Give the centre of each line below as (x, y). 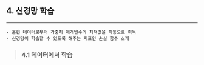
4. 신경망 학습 (30, 11)
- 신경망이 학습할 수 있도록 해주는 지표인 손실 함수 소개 (68, 38)
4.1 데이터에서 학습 (47, 55)
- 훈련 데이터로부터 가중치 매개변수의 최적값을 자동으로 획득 (71, 32)
